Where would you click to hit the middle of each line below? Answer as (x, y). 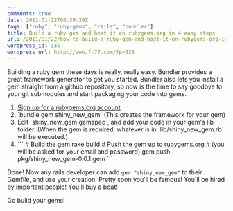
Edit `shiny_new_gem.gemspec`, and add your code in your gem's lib (115, 122)
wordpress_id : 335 (34, 46)
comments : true (29, 13)
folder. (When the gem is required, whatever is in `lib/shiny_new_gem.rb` (120, 129)
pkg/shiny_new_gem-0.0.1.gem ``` (65, 158)
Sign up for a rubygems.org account (69, 107)
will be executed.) (42, 136)
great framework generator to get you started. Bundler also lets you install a (115, 79)
